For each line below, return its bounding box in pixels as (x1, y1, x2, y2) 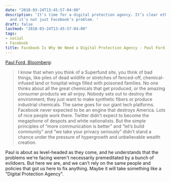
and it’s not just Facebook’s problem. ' (10, 17, 99, 22)
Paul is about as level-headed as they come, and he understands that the (5, 149, 159, 155)
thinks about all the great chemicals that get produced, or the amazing (17, 85, 165, 92)
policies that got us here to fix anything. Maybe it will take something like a (5, 165, 162, 171)
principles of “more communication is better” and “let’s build (17, 123, 145, 129)
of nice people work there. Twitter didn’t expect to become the (17, 112, 149, 118)
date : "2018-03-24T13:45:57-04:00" (5, 7, 81, 13)
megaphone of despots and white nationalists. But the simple (17, 117, 146, 124)
